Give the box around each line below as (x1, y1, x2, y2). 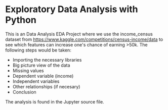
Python (5, 14, 36, 26)
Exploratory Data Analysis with (5, 4, 138, 15)
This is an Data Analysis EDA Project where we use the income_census (5, 31, 153, 37)
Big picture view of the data (12, 62, 70, 68)
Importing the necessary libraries (12, 57, 82, 63)
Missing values (12, 67, 44, 74)
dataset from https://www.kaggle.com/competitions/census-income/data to (5, 36, 163, 42)
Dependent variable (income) (12, 73, 74, 79)
